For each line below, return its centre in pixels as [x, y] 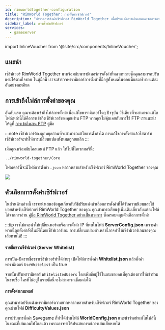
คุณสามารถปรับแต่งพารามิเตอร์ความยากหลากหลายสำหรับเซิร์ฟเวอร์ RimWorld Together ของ [82, 302]
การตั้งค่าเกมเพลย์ [19, 291]
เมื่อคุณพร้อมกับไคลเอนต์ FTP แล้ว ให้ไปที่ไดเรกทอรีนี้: [50, 149]
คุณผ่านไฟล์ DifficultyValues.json [37, 308]
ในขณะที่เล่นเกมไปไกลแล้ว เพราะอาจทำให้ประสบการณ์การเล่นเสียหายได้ [63, 323]
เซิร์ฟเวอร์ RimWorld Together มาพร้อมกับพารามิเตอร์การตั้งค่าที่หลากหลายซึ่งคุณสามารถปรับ [82, 74]
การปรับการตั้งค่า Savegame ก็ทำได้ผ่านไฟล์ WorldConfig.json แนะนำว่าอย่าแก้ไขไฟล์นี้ [81, 318]
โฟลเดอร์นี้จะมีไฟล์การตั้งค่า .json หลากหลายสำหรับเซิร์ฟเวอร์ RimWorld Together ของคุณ [82, 167]
